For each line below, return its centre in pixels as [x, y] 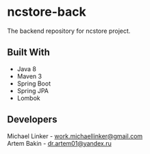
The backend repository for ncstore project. [69, 31]
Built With [28, 52]
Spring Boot [34, 84]
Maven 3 [29, 76]
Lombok [29, 98]
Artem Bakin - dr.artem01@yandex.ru [59, 143]
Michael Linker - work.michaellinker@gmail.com [75, 136]
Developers [32, 119]
